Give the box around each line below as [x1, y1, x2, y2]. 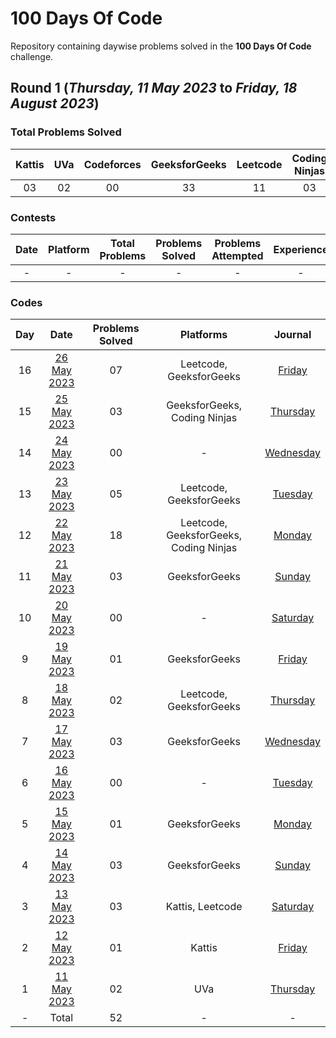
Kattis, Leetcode [165, 900, 243, 914]
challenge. [10, 50, 54, 62]
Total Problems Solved [10, 125, 122, 139]
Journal [273, 328, 312, 342]
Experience [273, 242, 329, 256]
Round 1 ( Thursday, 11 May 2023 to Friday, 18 [10, 80, 298, 97]
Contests [10, 210, 57, 224]
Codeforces [83, 157, 142, 171]
